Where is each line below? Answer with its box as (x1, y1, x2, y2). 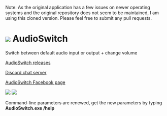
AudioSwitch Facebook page (5, 79, 66, 85)
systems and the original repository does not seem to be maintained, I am (5, 10, 159, 16)
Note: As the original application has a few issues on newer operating (5, 5, 151, 10)
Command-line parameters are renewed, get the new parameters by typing (5, 99, 162, 106)
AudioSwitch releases (5, 60, 51, 66)
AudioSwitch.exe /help (5, 105, 55, 111)
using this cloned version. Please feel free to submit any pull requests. (5, 15, 152, 21)
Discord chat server (5, 69, 47, 75)
